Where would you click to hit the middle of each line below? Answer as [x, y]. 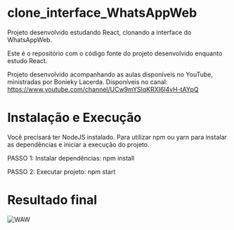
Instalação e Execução [74, 118]
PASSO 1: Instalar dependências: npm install [71, 158]
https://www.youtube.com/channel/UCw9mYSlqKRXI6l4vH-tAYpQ [103, 89]
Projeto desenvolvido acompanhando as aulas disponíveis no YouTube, [110, 74]
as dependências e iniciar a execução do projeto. [78, 144]
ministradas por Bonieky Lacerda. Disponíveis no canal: [87, 81]
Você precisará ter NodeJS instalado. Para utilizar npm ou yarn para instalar [117, 137]
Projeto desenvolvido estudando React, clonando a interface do [99, 32]
